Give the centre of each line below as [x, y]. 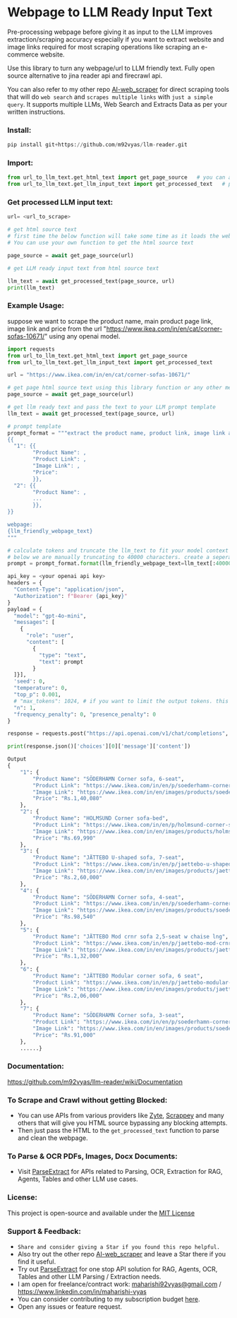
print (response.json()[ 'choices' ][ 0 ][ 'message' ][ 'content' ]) [99, 746]
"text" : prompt [61, 661]
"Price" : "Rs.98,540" [65, 917]
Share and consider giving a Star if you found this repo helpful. [119, 1247]
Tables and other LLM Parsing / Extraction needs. [89, 1276]
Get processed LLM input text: [60, 202]
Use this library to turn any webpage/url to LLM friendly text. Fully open [111, 68]
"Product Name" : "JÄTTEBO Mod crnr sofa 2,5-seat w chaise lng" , [131, 936]
